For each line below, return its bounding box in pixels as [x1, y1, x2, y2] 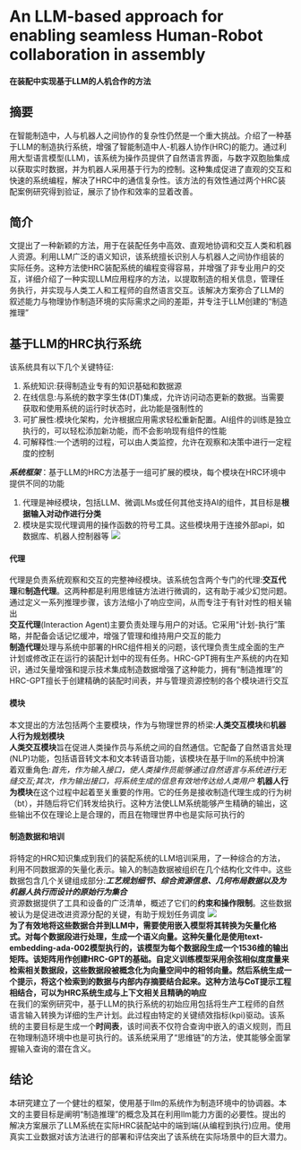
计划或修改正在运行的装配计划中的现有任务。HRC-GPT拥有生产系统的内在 [9, 653, 281, 664]
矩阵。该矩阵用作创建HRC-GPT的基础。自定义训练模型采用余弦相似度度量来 [9, 953, 289, 964]
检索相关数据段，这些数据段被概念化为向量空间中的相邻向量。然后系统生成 [9, 964, 284, 975]
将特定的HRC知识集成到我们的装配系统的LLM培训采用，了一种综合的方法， [9, 852, 286, 863]
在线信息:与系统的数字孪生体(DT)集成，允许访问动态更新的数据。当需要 [21, 392, 285, 402]
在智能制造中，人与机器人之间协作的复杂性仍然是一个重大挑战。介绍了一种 [9, 130, 284, 141]
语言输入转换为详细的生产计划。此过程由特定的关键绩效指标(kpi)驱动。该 [9, 1009, 278, 1020]
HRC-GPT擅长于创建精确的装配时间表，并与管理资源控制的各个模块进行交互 [9, 675, 289, 687]
